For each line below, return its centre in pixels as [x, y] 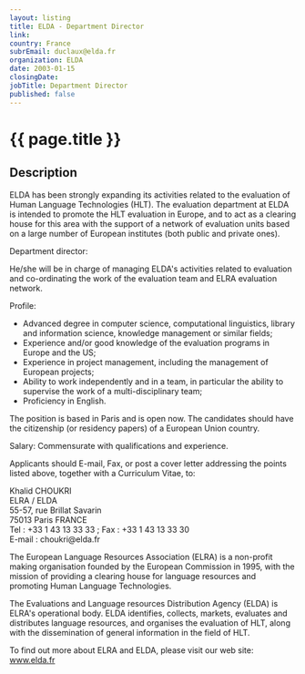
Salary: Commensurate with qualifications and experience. [119, 445]
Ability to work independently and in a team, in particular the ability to [153, 381]
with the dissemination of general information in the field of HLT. [130, 632]
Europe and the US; [59, 352]
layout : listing [40, 18]
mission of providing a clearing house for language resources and [133, 576]
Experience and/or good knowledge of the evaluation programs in [146, 342]
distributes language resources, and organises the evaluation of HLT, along [150, 623]
